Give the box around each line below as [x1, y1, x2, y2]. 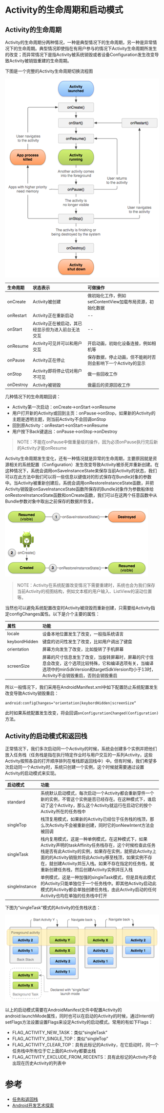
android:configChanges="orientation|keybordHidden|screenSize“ [5, 701, 137, 706]
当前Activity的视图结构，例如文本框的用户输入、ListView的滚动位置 [17, 588, 152, 594]
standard [7, 799, 25, 805]
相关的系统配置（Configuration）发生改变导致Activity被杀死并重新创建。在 [9, 461, 159, 468]
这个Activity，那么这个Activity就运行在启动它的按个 [49, 802, 152, 808]
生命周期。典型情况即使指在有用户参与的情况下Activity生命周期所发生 [18, 46, 157, 51]
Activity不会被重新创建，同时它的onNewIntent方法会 [49, 822, 155, 828]
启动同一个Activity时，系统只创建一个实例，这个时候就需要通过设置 [9, 764, 144, 770]
